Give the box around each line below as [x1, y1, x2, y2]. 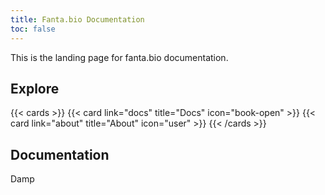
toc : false [10, 24, 56, 34]
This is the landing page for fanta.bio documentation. [10, 51, 229, 63]
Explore [10, 80, 60, 97]
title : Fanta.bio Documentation [10, 14, 145, 25]
